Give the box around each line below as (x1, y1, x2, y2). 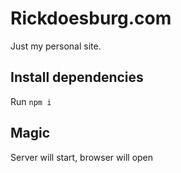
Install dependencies (10, 69, 144, 86)
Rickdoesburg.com (10, 7, 172, 30)
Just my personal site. (10, 40, 102, 52)
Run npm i (10, 95, 52, 107)
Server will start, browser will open (10, 151, 154, 163)
